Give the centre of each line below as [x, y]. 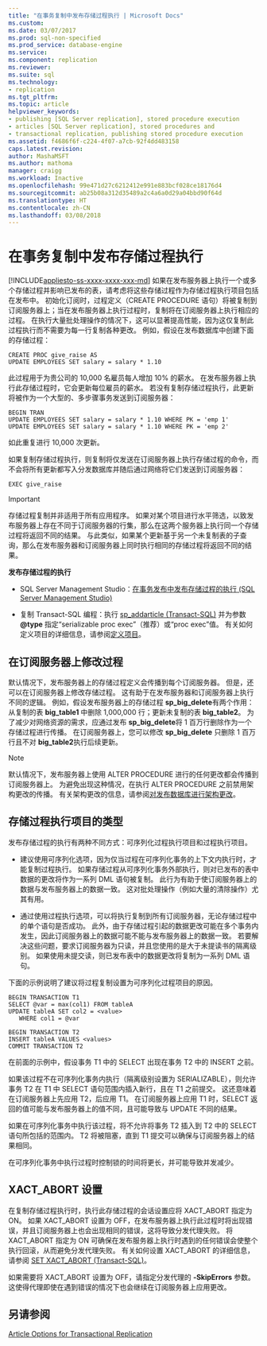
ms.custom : [26, 23]
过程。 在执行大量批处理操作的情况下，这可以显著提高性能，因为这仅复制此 [131, 320]
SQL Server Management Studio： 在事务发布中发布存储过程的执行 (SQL [137, 589]
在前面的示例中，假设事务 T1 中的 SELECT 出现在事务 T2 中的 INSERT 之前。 [133, 1061]
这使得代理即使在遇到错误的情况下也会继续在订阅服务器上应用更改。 [120, 1287]
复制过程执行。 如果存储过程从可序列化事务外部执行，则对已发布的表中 [143, 869]
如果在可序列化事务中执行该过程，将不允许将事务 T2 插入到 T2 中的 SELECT [132, 1125]
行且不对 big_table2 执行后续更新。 [66, 742]
